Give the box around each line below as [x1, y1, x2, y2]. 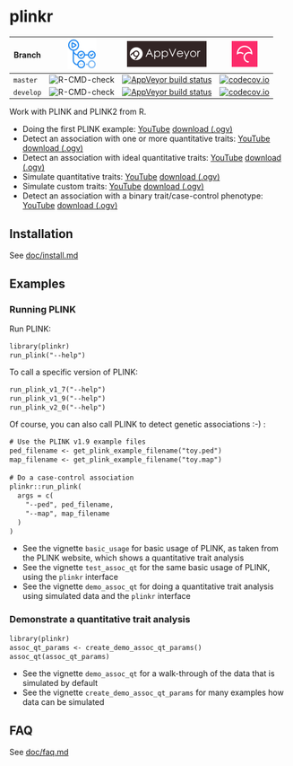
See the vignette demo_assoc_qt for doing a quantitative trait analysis [22, 581, 274, 592]
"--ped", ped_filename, [25, 500, 115, 509]
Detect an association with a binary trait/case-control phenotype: [22, 190, 263, 201]
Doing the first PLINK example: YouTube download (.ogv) [22, 124, 233, 135]
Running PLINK [9, 303, 76, 315]
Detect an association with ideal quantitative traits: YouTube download [22, 153, 282, 163]
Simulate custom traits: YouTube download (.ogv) [22, 181, 204, 192]
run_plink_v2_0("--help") [9, 402, 106, 412]
